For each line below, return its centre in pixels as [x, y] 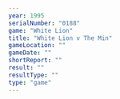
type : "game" [30, 82]
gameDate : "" [30, 53]
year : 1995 [26, 16]
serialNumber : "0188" [44, 23]
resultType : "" [34, 75]
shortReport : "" [35, 61]
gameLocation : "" [37, 46]
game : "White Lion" [41, 30]
